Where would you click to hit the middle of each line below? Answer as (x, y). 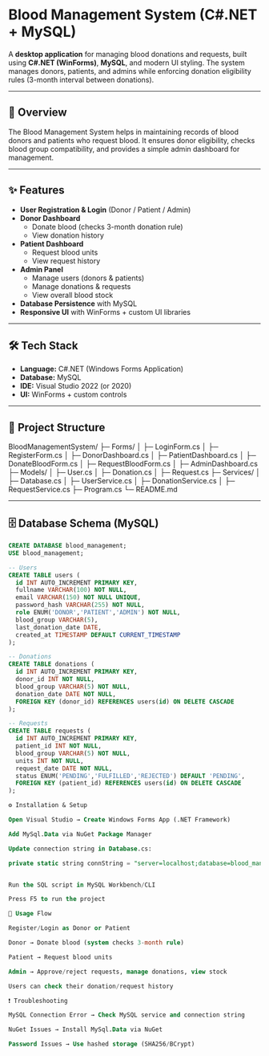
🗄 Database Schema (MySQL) (84, 523)
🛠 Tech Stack (43, 346)
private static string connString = (69, 863)
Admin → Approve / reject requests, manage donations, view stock (118, 972)
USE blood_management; (46, 553)
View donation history (68, 235)
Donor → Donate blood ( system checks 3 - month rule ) (96, 943)
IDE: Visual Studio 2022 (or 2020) (76, 386)
